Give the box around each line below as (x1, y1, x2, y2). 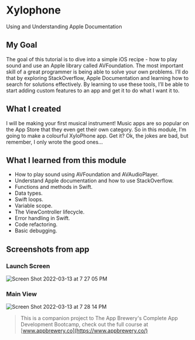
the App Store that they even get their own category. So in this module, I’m (6, 126, 187, 133)
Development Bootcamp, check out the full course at (20, 321, 149, 328)
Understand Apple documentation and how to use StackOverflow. (14, 177, 174, 184)
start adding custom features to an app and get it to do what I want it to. (6, 86, 180, 94)
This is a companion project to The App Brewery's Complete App (20, 315, 178, 322)
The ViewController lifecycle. (14, 208, 85, 215)
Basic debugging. (14, 227, 58, 234)
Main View (6, 289, 37, 298)
